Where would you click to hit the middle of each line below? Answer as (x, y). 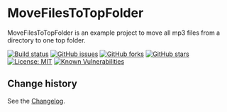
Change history (43, 84)
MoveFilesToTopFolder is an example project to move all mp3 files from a (114, 33)
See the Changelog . (37, 101)
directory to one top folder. (46, 40)
